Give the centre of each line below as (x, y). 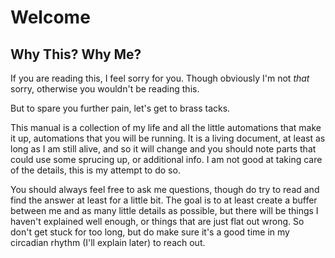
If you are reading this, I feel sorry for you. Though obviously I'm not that (160, 78)
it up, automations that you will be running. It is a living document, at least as (168, 138)
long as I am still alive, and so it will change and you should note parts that (163, 149)
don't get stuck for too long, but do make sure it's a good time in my (150, 232)
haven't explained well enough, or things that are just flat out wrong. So (157, 221)
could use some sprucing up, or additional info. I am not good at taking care (166, 159)
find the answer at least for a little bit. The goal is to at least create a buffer (164, 200)
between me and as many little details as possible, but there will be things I (164, 210)
